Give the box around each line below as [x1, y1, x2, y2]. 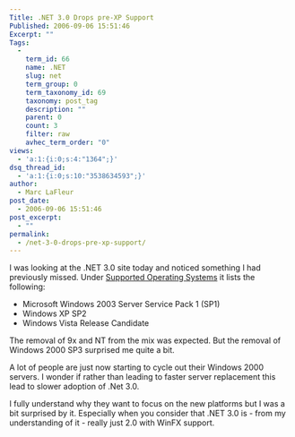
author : [9, 180, 39, 189]
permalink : [9, 229, 50, 238]
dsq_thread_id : [9, 163, 66, 172]
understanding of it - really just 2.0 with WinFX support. [9, 417, 215, 428]
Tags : [9, 38, 30, 47]
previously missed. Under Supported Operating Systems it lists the [9, 272, 256, 283]
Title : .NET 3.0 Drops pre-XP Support [9, 13, 154, 22]
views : [9, 146, 34, 155]
